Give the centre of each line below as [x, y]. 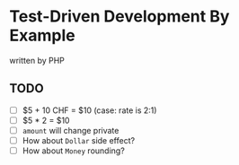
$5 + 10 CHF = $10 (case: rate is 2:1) [89, 110]
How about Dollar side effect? [79, 140]
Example [42, 35]
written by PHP [37, 60]
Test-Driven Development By [119, 17]
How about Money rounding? [74, 151]
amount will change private [71, 130]
